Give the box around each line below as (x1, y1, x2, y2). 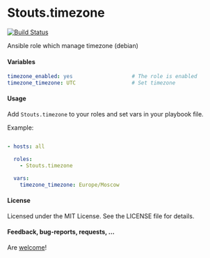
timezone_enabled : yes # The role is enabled (7, 73, 197, 80)
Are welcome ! (7, 243, 47, 252)
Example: (7, 123, 34, 132)
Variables (7, 57, 36, 66)
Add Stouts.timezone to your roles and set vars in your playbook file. (7, 110, 204, 119)
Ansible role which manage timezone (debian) (7, 41, 139, 50)
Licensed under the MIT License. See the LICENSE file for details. (7, 211, 195, 220)
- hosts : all (7, 143, 45, 151)
